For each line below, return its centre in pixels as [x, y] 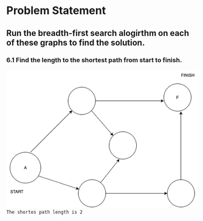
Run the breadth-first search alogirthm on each [98, 33]
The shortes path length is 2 [45, 212]
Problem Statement [56, 11]
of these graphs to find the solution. [76, 42]
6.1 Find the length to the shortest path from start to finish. [94, 60]
